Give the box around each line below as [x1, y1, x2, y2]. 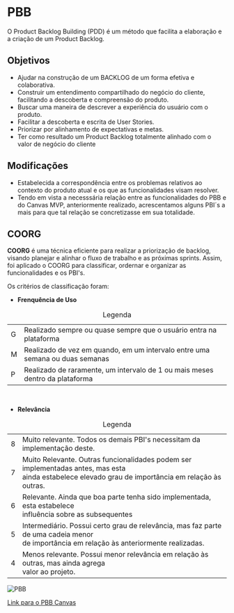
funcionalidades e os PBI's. [7, 269, 86, 277]
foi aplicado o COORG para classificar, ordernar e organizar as [7, 262, 187, 270]
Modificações [7, 160, 68, 172]
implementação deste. [22, 443, 95, 453]
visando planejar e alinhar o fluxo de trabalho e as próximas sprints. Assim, [7, 254, 222, 262]
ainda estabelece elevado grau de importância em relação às [22, 472, 221, 482]
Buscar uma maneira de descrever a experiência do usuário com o [17, 102, 209, 111]
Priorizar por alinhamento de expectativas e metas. [17, 125, 164, 133]
